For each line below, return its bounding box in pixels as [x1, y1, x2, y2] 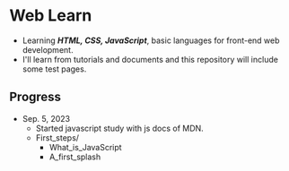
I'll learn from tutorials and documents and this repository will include [22, 54, 278, 64]
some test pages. [22, 64, 87, 74]
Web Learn [9, 5, 92, 26]
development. [22, 44, 74, 55]
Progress [9, 90, 61, 105]
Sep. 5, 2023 [22, 113, 70, 124]
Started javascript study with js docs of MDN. [35, 123, 204, 133]
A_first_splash [48, 151, 101, 162]
